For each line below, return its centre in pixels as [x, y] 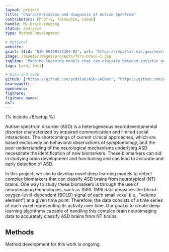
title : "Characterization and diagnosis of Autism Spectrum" [71, 15]
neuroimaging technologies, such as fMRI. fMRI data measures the [74, 190]
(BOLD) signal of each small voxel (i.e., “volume [107, 195]
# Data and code [22, 75]
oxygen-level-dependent [31, 195]
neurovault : [18, 84]
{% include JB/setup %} [30, 117]
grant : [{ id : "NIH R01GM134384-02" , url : [49, 51]
